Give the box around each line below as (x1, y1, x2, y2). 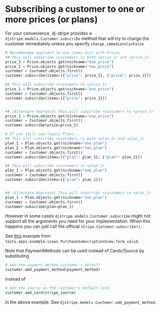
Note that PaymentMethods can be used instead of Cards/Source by (5, 248, 145, 254)
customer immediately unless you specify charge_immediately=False (5, 40, 144, 46)
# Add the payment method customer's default (5, 263, 100, 268)
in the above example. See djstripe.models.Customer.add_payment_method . (5, 299, 157, 305)
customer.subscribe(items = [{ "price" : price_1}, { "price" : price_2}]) (5, 73, 152, 78)
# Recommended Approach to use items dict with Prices (5, 50, 121, 55)
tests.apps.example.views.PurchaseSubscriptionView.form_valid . (5, 238, 139, 244)
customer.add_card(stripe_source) (5, 290, 77, 295)
